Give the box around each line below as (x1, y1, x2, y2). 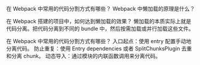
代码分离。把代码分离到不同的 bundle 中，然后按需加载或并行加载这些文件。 (6, 25, 195, 32)
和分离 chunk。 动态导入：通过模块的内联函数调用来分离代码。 (6, 53, 161, 59)
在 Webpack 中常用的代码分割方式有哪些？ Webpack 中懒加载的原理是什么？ (6, 5, 195, 12)
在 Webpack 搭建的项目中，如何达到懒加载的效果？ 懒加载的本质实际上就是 (6, 18, 192, 25)
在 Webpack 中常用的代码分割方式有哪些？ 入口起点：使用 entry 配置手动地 (6, 38, 192, 44)
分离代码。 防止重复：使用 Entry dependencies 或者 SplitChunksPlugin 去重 (6, 45, 192, 52)
